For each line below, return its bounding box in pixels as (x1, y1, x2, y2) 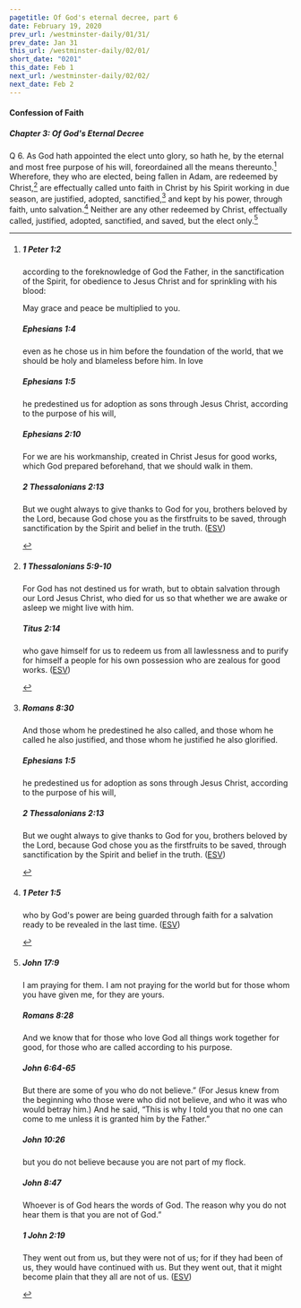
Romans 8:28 (21, 1010, 74, 1020)
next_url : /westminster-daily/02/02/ (9, 72, 150, 81)
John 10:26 (21, 1134, 65, 1145)
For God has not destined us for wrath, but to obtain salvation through (21, 583, 280, 594)
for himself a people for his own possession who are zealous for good (21, 655, 280, 666)
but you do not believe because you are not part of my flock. (21, 1157, 246, 1167)
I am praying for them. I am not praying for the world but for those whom (21, 980, 290, 991)
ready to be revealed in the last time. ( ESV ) (21, 919, 181, 930)
